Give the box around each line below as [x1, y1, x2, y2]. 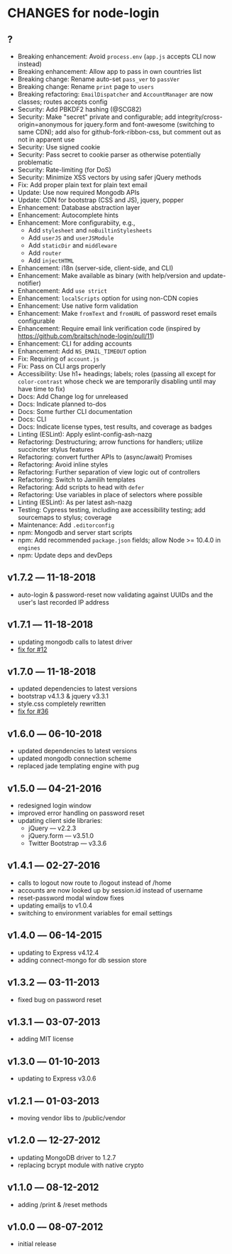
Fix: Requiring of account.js [17, 354, 99, 363]
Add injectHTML [28, 256, 74, 265]
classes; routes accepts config [17, 97, 108, 106]
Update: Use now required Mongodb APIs [17, 188, 140, 196]
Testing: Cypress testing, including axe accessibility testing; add [17, 506, 206, 514]
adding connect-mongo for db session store [17, 955, 147, 965]
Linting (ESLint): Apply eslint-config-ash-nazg [17, 430, 153, 438]
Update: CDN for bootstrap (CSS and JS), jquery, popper [17, 196, 184, 204]
